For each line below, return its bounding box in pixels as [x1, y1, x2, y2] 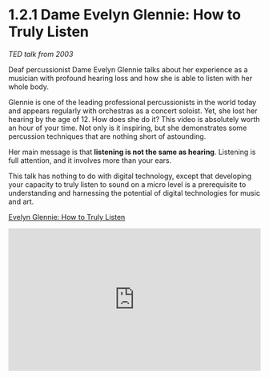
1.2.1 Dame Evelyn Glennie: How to [8, 6, 242, 24]
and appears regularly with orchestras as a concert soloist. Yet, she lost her [8, 106, 258, 116]
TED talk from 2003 [8, 49, 74, 59]
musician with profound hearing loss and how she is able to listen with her [8, 73, 253, 83]
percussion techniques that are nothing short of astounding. [8, 131, 207, 141]
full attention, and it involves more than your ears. [8, 155, 172, 165]
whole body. [8, 82, 50, 91]
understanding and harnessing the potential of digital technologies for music [8, 188, 260, 197]
